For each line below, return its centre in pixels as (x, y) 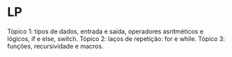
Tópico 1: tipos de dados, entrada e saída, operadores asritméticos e (106, 31)
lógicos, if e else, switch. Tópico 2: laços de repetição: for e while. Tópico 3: (116, 38)
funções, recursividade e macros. (55, 46)
